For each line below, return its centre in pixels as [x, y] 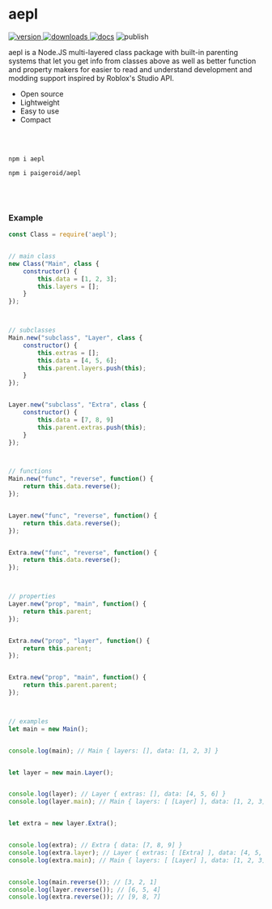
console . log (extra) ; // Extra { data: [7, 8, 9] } [96, 845]
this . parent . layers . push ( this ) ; [92, 368]
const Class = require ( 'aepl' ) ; [63, 235]
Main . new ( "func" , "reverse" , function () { [81, 479]
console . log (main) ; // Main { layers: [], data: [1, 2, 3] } [114, 751]
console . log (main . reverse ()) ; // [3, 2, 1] [83, 882]
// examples [28, 721]
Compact [35, 119]
